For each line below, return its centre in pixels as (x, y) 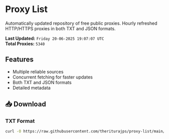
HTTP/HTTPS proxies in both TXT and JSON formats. (60, 28)
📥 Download (26, 104)
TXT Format (20, 121)
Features (19, 60)
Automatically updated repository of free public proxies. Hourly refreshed (81, 23)
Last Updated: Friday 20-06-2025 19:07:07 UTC (55, 38)
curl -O (13, 131)
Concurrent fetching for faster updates (53, 77)
